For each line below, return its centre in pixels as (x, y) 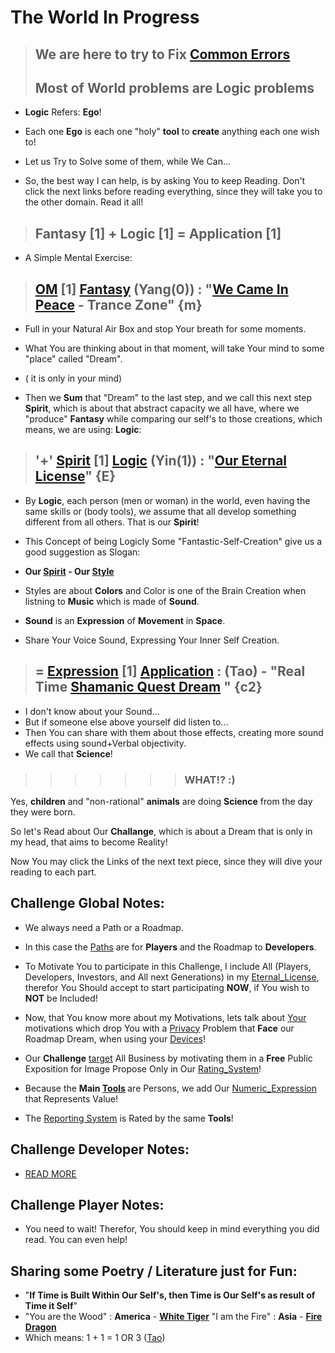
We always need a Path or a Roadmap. (104, 927)
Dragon (40, 1327)
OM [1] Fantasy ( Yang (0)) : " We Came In (161, 289)
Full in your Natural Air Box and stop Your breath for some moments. (165, 329)
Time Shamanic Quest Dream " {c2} (148, 687)
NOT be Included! (61, 998)
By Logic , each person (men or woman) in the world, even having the (167, 500)
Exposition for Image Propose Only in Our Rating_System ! (143, 1068)
